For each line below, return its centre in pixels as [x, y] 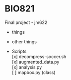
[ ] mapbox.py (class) [34, 72]
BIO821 [20, 9]
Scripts [19, 51]
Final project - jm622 [26, 22]
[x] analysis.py [27, 67]
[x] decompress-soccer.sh [39, 56]
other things [24, 41]
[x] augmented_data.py [35, 62]
